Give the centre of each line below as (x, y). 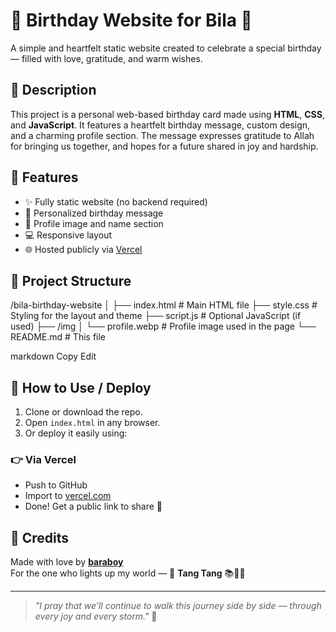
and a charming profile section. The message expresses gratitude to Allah (162, 135)
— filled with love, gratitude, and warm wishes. (106, 58)
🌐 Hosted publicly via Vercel (83, 249)
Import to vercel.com (68, 496)
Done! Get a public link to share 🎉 (93, 506)
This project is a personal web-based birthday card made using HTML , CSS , (167, 114)
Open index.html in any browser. (92, 423)
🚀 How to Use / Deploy (81, 387)
